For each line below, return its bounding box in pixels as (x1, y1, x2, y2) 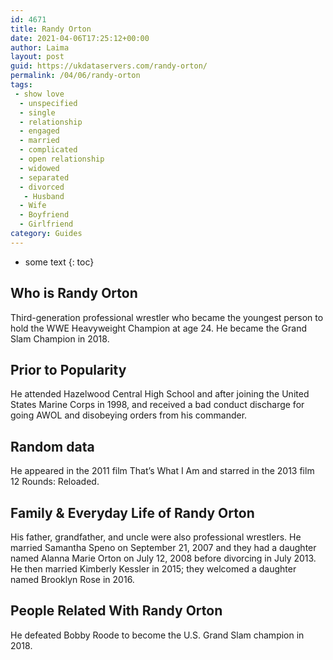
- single (19, 107, 56, 118)
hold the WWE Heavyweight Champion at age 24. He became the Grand (10, 322, 308, 334)
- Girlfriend (19, 219, 74, 230)
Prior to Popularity (10, 361, 127, 378)
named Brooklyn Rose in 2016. (10, 574, 135, 585)
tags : (10, 80, 33, 90)
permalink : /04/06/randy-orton (10, 71, 141, 81)
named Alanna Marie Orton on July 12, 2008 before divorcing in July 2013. (10, 552, 317, 564)
